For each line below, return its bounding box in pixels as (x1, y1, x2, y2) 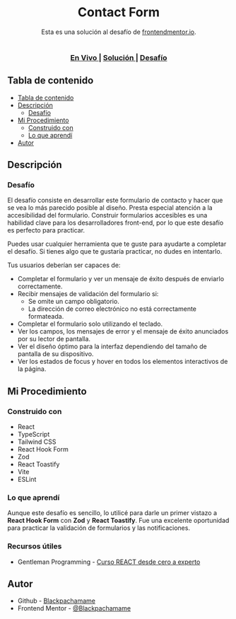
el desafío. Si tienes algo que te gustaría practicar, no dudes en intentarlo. (7, 247, 223, 256)
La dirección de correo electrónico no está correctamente (28, 305, 196, 313)
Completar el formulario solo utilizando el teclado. (17, 319, 163, 329)
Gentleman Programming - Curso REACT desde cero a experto (17, 558, 201, 566)
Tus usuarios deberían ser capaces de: (7, 261, 121, 269)
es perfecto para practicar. (7, 226, 85, 235)
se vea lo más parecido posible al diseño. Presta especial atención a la (7, 204, 213, 212)
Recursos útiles (7, 541, 62, 551)
